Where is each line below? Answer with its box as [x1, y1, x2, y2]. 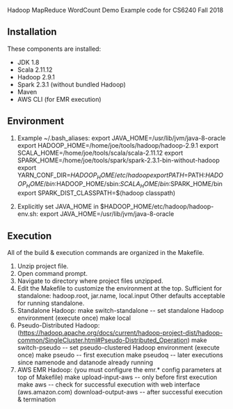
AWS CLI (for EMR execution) [17, 95, 102, 103]
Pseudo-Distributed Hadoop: [17, 321, 100, 330]
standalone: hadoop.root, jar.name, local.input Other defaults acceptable [17, 292, 225, 300]
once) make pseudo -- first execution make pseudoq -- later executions [17, 351, 224, 360]
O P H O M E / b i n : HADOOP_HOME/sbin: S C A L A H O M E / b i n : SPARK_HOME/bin [17, 180, 223, 190]
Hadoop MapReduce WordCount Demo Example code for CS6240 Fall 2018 [7, 6, 224, 14]
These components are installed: [7, 45, 102, 53]
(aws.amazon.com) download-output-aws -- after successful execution [17, 388, 223, 396]
